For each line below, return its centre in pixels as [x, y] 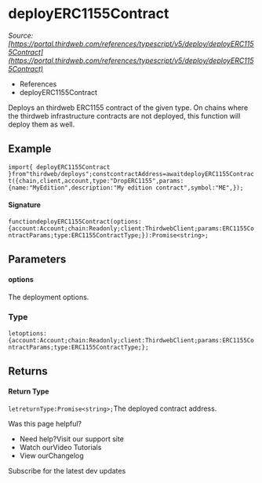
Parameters [37, 260]
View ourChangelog [51, 456]
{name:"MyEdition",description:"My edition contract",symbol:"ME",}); [126, 188]
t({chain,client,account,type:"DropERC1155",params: [96, 181]
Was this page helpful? [45, 424]
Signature [25, 205]
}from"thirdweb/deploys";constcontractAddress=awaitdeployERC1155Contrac [131, 174]
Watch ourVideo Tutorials [60, 448]
